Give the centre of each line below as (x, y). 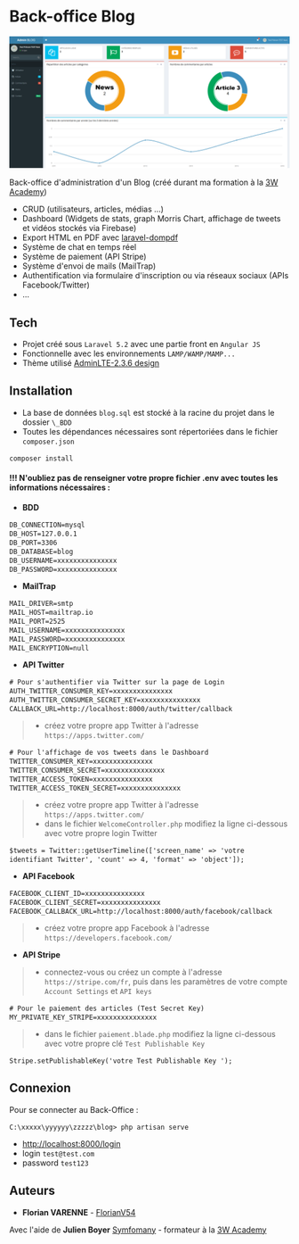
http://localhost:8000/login (72, 1143)
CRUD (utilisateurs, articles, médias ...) (93, 209)
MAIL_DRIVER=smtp (41, 604)
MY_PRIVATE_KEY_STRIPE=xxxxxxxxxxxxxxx (83, 1018)
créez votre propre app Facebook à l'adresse (127, 928)
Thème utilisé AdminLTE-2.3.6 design (91, 363)
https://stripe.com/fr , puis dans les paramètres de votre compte (166, 982)
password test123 (55, 1163)
